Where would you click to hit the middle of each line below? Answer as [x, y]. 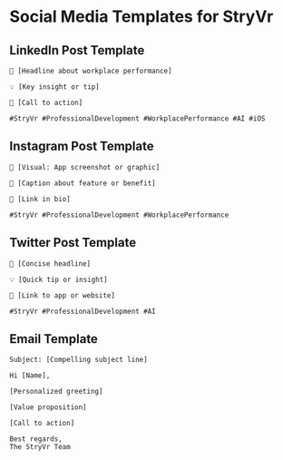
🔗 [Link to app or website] [63, 295]
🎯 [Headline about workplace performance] [91, 71]
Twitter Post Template [73, 243]
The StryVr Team [40, 447]
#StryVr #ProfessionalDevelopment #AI [83, 311]
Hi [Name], [30, 376]
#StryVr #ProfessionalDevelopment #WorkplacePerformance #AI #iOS [137, 119]
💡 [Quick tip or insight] [59, 279]
